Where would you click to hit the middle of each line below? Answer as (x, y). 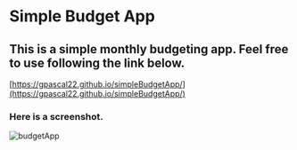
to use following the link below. (97, 63)
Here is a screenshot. (57, 116)
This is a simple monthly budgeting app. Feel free (149, 49)
